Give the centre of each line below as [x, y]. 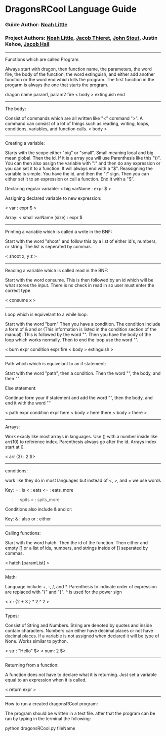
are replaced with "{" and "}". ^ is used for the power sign [63, 592]
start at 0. [15, 447]
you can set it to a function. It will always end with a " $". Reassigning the [79, 169]
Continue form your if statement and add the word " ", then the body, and [79, 398]
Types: [12, 616]
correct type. [19, 290]
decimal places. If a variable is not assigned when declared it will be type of [82, 636]
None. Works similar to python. [37, 641]
